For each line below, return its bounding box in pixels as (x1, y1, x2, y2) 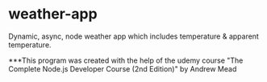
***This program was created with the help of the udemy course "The (8, 55, 244, 65)
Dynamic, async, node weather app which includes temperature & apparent (8, 31, 260, 41)
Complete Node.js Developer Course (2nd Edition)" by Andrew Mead (8, 64, 237, 73)
